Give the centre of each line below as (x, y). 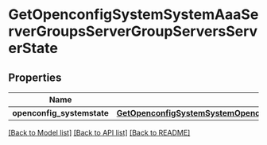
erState (33, 48)
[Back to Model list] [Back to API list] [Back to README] (99, 133)
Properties (35, 77)
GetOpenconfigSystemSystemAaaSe (133, 15)
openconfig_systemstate (60, 113)
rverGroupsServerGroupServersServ (133, 31)
